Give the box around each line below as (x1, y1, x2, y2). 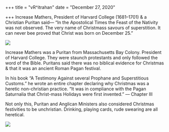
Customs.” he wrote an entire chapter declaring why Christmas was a (5, 81, 149, 86)
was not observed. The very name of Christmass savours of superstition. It (5, 25, 161, 31)
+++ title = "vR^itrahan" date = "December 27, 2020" (5, 5, 116, 10)
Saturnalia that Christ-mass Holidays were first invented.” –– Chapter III (5, 91, 153, 97)
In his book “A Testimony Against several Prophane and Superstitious (5, 75, 149, 81)
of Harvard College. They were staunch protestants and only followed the (5, 55, 158, 60)
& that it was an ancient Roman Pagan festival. (5, 65, 101, 71)
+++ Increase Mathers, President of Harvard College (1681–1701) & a (5, 14, 147, 20)
